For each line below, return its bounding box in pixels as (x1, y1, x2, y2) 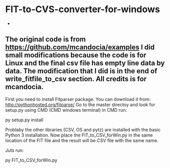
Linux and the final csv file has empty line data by (5, 59, 165, 68)
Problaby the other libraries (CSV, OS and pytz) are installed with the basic (5, 126, 161, 132)
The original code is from (5, 35, 86, 44)
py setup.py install (5, 117, 44, 123)
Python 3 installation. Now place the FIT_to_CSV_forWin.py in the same (5, 132, 153, 138)
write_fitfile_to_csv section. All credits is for (5, 75, 147, 83)
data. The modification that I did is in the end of (5, 67, 157, 76)
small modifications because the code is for (5, 51, 147, 59)
